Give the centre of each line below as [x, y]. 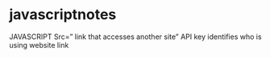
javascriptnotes [63, 15]
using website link [39, 44]
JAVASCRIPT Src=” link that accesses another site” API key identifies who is [135, 37]
